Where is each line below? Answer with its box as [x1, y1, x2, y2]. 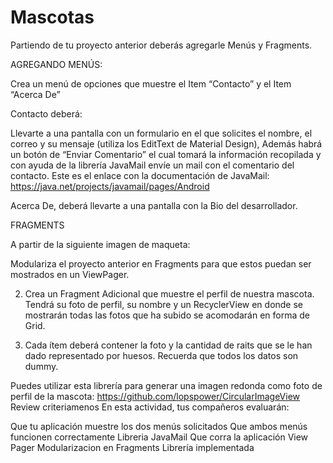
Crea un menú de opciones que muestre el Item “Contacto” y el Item [10, 77, 292, 90]
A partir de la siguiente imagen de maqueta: [10, 238, 191, 250]
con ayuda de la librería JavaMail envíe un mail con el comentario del [10, 159, 295, 171]
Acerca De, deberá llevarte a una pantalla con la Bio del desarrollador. [10, 199, 298, 211]
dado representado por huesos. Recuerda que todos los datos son [24, 349, 299, 361]
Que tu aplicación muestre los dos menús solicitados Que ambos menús [10, 420, 308, 432]
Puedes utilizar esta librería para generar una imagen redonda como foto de [10, 379, 323, 391]
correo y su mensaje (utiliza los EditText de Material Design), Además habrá [10, 137, 323, 150]
